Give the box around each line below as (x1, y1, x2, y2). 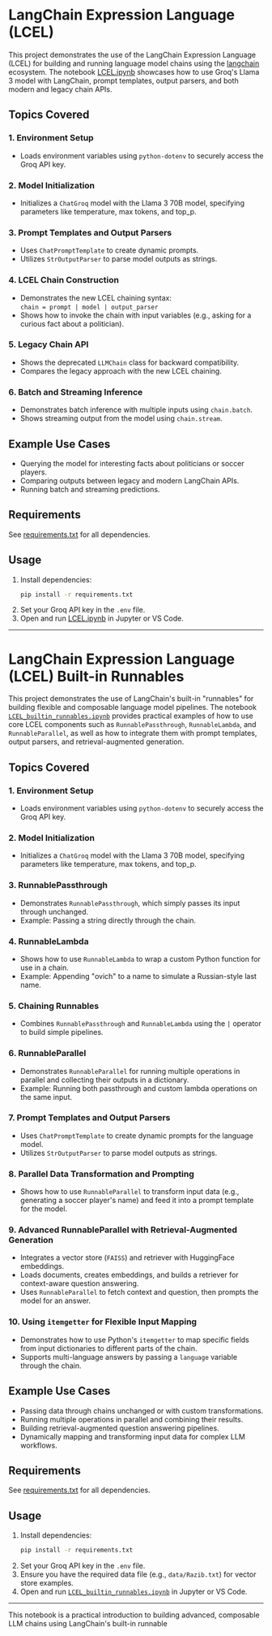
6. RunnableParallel (8, 1048, 87, 1059)
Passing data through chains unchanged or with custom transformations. (19, 1405, 264, 1415)
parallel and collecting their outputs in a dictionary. (19, 1075, 189, 1084)
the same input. (19, 1092, 73, 1101)
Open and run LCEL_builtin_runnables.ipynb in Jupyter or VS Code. (19, 1586, 248, 1597)
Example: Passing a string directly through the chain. (19, 915, 197, 925)
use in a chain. (19, 963, 69, 972)
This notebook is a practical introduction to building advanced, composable (8, 1610, 261, 1620)
